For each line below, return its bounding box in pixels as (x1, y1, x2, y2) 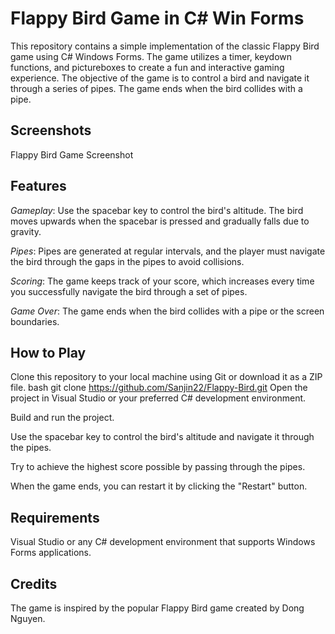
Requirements (10, 509, 100, 526)
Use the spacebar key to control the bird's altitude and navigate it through (10, 431, 315, 443)
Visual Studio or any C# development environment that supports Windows (10, 536, 316, 548)
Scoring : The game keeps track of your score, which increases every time (10, 275, 315, 287)
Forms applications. (10, 547, 92, 559)
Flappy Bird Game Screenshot (10, 148, 134, 161)
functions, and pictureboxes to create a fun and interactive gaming (10, 61, 285, 73)
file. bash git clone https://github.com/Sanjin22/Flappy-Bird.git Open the (10, 382, 308, 394)
